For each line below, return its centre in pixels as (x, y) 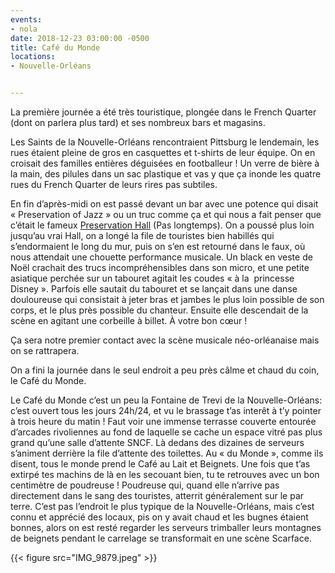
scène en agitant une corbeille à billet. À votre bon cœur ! (129, 320)
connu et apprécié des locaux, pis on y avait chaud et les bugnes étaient (159, 517)
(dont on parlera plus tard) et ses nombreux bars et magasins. (138, 122)
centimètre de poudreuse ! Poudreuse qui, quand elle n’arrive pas (145, 485)
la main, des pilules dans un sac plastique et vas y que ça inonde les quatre (166, 174)
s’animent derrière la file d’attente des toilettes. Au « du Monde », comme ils (167, 453)
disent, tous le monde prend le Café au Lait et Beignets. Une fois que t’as (160, 464)
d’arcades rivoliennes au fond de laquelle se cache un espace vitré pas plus (166, 432)
